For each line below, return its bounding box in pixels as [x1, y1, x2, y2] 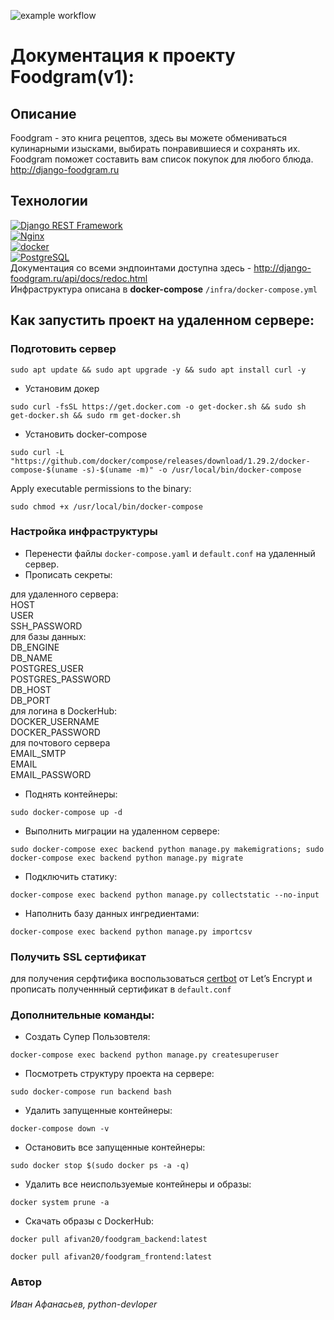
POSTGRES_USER [10, 662, 84, 674]
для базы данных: [10, 630, 87, 642]
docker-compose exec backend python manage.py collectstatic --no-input [10, 890, 320, 900]
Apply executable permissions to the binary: [10, 482, 192, 494]
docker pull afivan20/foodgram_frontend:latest [10, 1252, 213, 1262]
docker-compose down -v [10, 1124, 110, 1134]
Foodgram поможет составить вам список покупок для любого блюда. [10, 153, 314, 165]
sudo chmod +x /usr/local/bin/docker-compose [10, 501, 203, 512]
